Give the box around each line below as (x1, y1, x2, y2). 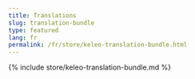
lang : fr (8, 33, 38, 42)
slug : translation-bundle (8, 19, 94, 27)
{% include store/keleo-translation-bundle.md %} (8, 62, 172, 72)
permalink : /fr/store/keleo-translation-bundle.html (8, 41, 188, 49)
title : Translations (8, 11, 78, 20)
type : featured (8, 26, 59, 34)
